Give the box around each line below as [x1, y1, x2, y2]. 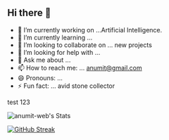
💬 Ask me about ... [17, 56, 71, 64]
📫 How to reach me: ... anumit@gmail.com [17, 63, 142, 72]
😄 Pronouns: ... [17, 73, 63, 82]
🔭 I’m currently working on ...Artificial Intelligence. [17, 25, 163, 34]
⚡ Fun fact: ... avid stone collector [17, 82, 115, 90]
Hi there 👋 [7, 7, 51, 19]
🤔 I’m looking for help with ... [17, 48, 101, 56]
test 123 [7, 98, 30, 106]
